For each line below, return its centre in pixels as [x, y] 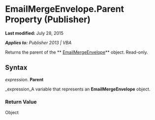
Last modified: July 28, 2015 [34, 33]
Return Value [21, 102]
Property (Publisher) [48, 19]
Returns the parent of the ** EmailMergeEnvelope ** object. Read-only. [77, 52]
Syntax [16, 68]
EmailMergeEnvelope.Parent [65, 9]
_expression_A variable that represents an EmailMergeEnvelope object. [78, 89]
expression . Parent [24, 79]
